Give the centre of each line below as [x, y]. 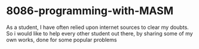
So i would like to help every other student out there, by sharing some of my [99, 33]
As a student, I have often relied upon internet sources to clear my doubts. [98, 27]
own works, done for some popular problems [62, 40]
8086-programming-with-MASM [90, 11]
